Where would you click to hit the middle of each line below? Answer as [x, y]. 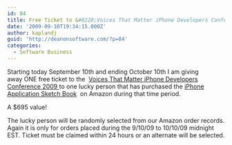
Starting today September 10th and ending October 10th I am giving [103, 71]
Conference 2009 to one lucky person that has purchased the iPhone [106, 86]
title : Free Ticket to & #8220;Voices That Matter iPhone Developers [108, 20]
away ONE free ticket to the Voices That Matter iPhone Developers [103, 79]
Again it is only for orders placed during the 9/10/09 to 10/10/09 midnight [110, 128]
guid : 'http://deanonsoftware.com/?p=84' [68, 39]
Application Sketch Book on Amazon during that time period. [94, 93]
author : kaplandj [32, 33]
